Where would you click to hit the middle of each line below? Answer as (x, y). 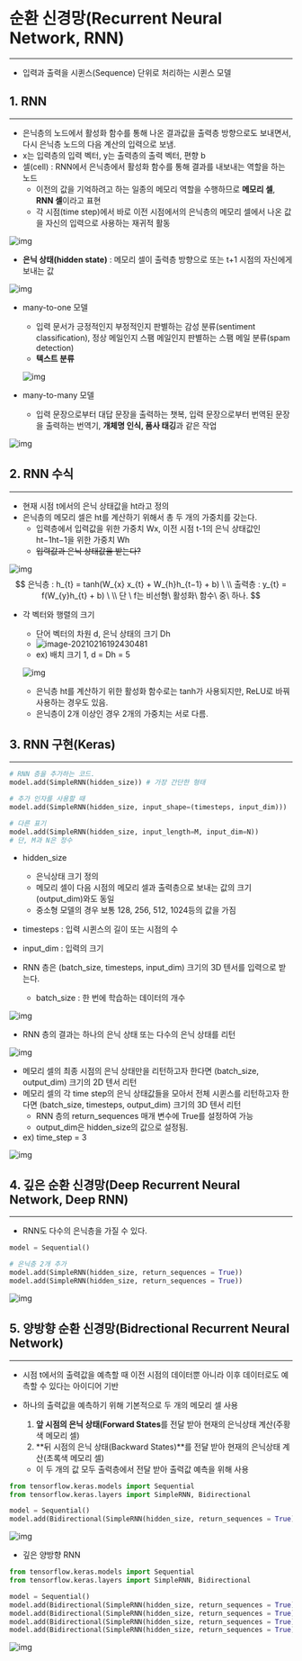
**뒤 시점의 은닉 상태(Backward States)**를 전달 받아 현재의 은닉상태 (158, 1447)
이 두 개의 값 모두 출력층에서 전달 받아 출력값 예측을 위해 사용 (142, 1469)
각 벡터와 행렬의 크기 (58, 614)
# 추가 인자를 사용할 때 (47, 799)
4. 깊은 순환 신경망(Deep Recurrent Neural (125, 1185)
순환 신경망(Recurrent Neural (116, 18)
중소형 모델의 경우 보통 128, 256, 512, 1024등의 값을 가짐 (136, 909)
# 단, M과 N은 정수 (41, 840)
